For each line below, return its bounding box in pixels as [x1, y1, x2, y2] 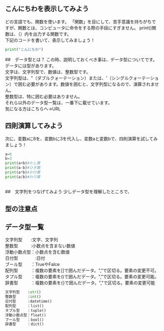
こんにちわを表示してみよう [5, 4, 89, 13]
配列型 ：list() [5, 303, 44, 308]
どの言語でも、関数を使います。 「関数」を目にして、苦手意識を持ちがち [5, 19, 152, 25]
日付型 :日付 [5, 255, 46, 261]
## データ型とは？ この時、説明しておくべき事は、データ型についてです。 [5, 56, 158, 63]
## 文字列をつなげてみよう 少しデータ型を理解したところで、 [5, 189, 133, 195]
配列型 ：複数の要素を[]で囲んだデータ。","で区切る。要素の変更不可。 [5, 267, 159, 273]
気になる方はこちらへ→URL [5, 105, 61, 112]
